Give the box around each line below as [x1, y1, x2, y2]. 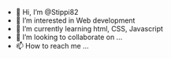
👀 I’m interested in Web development [15, 16, 136, 25]
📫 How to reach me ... [15, 42, 89, 50]
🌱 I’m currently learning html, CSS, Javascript [15, 24, 164, 33]
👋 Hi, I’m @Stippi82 [15, 8, 79, 16]
